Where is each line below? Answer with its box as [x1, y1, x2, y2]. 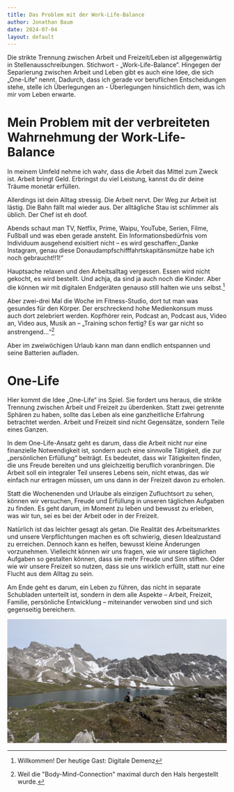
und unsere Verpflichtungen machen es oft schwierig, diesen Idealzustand [7, 533, 221, 541]
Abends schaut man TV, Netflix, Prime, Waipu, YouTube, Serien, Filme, [7, 224, 209, 233]
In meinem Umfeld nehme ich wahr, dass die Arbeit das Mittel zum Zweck [7, 167, 218, 176]
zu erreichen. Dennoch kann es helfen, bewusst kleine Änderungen [7, 540, 201, 549]
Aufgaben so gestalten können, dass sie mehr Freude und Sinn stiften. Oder [7, 555, 225, 563]
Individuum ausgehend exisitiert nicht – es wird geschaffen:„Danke [7, 239, 198, 247]
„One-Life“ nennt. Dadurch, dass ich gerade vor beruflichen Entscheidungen [7, 75, 226, 84]
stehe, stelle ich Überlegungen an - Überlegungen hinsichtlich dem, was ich [7, 83, 225, 91]
